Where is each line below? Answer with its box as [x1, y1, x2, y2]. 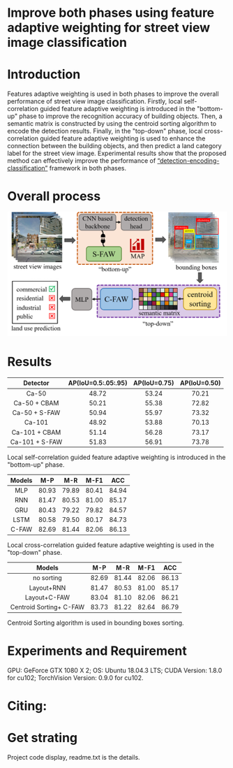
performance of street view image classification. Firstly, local [7, 97, 183, 106]
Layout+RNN [29, 584, 66, 592]
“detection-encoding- [157, 157, 220, 165]
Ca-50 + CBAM [13, 398, 59, 407]
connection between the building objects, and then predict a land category [7, 142, 222, 150]
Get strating [7, 730, 78, 746]
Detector [23, 379, 50, 387]
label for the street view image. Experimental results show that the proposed [7, 149, 227, 158]
